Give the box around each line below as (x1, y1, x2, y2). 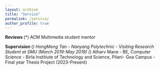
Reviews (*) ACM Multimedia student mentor (5, 34, 95, 40)
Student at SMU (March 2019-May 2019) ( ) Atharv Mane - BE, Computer (5, 49, 151, 55)
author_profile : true (5, 21, 49, 26)
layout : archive (5, 7, 38, 12)
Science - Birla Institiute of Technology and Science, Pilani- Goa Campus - (5, 54, 156, 60)
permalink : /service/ (5, 16, 49, 21)
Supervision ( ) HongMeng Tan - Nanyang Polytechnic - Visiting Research (5, 44, 154, 49)
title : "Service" (5, 12, 41, 17)
